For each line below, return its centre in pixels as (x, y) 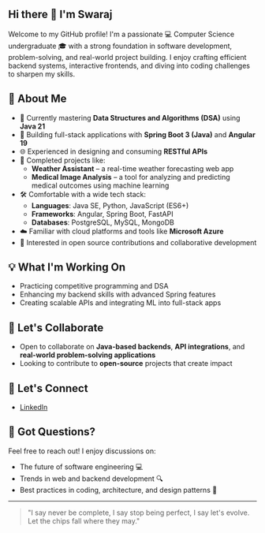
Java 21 (32, 126)
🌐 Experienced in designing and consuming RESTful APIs (114, 151)
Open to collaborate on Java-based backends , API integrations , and (132, 347)
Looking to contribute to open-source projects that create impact (126, 363)
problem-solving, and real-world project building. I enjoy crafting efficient (127, 57)
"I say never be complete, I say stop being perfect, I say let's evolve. (138, 512)
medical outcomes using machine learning (100, 185)
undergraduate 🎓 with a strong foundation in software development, (120, 46)
